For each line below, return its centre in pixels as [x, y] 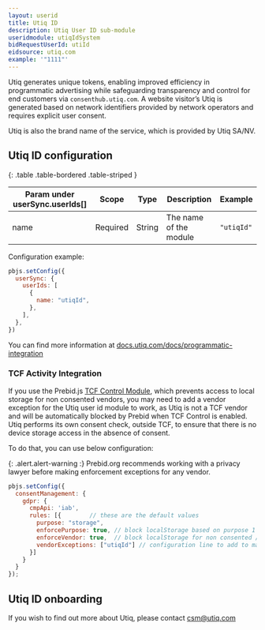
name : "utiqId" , [63, 301]
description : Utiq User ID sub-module [72, 30]
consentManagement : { [51, 493]
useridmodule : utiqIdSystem [54, 37]
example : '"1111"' [38, 60]
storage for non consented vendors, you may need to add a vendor [117, 399]
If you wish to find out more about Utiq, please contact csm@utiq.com [122, 618]
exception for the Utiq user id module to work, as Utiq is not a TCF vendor [128, 407]
